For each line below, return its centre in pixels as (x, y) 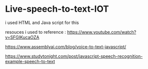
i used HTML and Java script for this (42, 23)
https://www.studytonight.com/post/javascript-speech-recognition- (74, 56)
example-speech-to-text (30, 61)
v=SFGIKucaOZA (22, 37)
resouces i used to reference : (36, 32)
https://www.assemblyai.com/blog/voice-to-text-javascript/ (66, 46)
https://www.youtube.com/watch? (102, 32)
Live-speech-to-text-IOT (57, 9)
